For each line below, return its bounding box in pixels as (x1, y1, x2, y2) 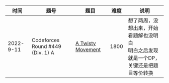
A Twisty (75, 40, 96, 46)
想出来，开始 (128, 24, 158, 31)
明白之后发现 (128, 47, 158, 54)
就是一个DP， (128, 54, 160, 61)
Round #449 (32, 43, 62, 49)
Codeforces (32, 37, 60, 43)
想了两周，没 (128, 17, 158, 24)
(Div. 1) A (32, 49, 54, 56)
